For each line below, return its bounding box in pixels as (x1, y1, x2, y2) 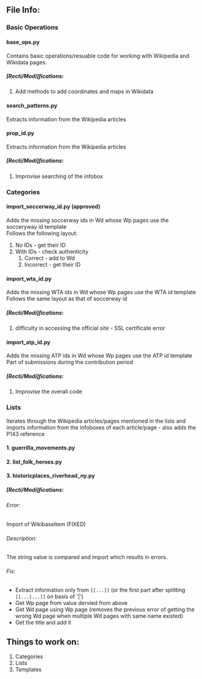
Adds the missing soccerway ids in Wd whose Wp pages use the (6, 217, 169, 224)
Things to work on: (6, 636, 79, 647)
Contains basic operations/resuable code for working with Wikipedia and (6, 52, 190, 59)
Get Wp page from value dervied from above (15, 599, 128, 607)
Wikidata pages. (6, 58, 47, 66)
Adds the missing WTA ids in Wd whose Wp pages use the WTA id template (6, 289, 197, 296)
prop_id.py (6, 130, 35, 137)
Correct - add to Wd (24, 254, 75, 262)
